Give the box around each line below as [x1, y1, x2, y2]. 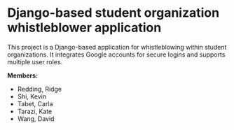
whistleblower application [7, 20, 162, 36]
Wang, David [17, 114, 55, 123]
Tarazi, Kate [17, 107, 53, 115]
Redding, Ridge [17, 85, 62, 93]
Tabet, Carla [17, 99, 53, 108]
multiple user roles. [7, 57, 63, 66]
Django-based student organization [7, 5, 219, 21]
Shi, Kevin [17, 92, 47, 101]
